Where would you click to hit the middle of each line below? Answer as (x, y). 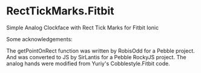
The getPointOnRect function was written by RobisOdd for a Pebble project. (100, 51)
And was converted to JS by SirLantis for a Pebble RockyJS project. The (96, 57)
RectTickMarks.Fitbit (60, 11)
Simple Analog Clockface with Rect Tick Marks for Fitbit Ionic (83, 28)
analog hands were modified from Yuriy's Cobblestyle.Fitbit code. (88, 63)
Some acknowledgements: (39, 39)
